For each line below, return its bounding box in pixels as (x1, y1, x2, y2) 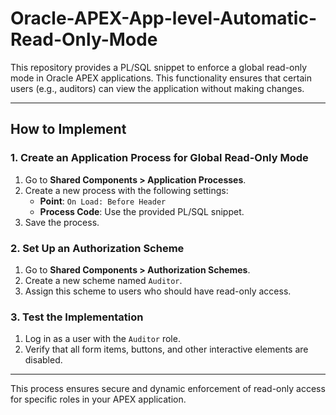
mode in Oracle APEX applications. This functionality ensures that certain (10, 72, 312, 84)
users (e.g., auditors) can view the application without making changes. (10, 82, 305, 94)
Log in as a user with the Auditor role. (24, 333, 181, 345)
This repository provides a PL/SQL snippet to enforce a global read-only (10, 61, 308, 73)
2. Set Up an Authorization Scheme (10, 241, 185, 255)
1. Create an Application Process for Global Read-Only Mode (10, 151, 309, 165)
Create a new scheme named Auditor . (24, 274, 183, 286)
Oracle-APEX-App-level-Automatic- (10, 7, 317, 30)
